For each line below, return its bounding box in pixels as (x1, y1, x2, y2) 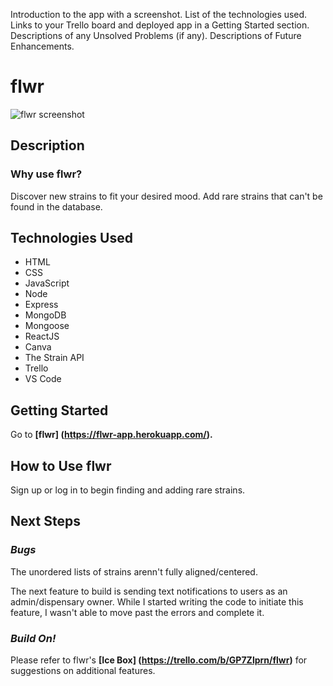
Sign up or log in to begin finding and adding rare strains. (10, 484, 246, 496)
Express (24, 299, 59, 311)
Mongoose (24, 320, 70, 332)
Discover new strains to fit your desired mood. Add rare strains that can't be (10, 190, 323, 202)
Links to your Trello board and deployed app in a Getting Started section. (10, 19, 310, 31)
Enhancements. (10, 40, 75, 52)
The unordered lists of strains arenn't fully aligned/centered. (10, 565, 258, 578)
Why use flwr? (10, 167, 83, 181)
